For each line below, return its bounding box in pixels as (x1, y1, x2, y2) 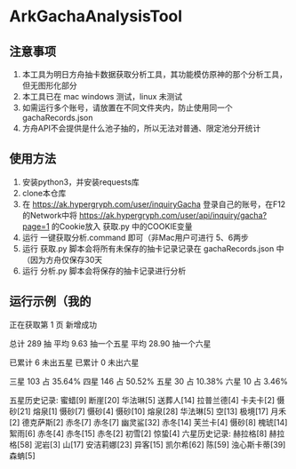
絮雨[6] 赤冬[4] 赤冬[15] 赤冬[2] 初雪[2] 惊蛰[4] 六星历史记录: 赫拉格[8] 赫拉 (9, 428, 285, 439)
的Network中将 (21, 210, 78, 220)
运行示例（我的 (9, 294, 92, 309)
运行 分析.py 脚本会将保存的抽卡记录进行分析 (21, 265, 187, 276)
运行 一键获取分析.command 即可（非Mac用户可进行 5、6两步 (21, 232, 249, 242)
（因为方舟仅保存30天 (21, 254, 103, 265)
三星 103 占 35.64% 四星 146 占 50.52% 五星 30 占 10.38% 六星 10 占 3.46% (9, 376, 289, 386)
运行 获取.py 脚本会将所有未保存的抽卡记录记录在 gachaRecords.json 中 (21, 242, 284, 254)
